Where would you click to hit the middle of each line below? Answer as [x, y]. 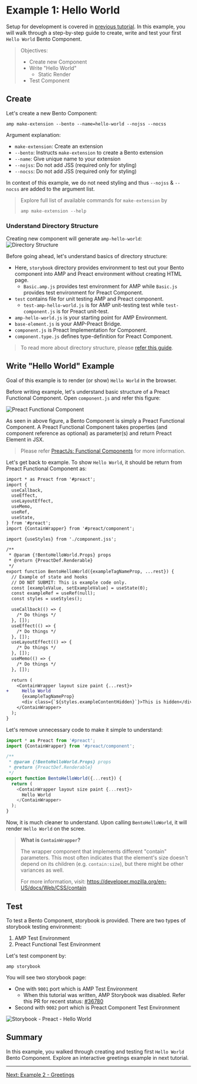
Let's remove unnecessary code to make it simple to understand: [84, 730]
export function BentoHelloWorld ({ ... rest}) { [64, 778]
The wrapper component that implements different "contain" [94, 852]
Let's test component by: [36, 955]
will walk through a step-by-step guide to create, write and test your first [94, 32]
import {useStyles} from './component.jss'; [61, 539]
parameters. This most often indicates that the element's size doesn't [104, 858]
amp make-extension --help [53, 211]
